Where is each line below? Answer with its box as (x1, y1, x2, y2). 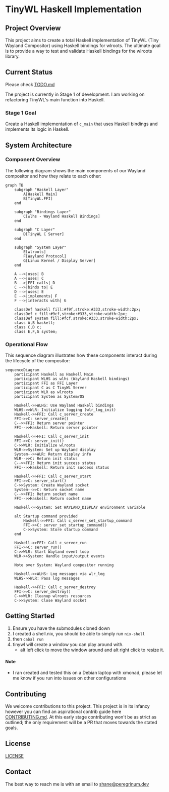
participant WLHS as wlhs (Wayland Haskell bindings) (14, 376, 130, 382)
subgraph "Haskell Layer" (14, 187, 69, 192)
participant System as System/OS (14, 394, 85, 399)
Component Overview (5, 156, 61, 163)
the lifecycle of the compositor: (5, 358, 70, 364)
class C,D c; (14, 324, 42, 330)
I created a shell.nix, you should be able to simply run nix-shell (12, 630, 145, 636)
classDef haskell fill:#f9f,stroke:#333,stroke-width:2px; (14, 307, 141, 312)
